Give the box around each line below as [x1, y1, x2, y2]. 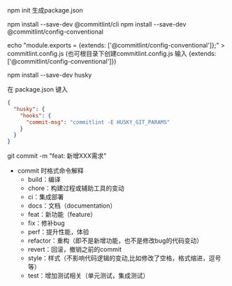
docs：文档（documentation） [27, 201, 117, 210]
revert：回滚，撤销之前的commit [27, 245, 122, 254]
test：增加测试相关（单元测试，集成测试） [27, 271, 150, 280]
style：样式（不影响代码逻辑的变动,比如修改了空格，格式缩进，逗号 [27, 254, 222, 262]
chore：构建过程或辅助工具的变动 [27, 184, 124, 192]
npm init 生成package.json [7, 6, 83, 14]
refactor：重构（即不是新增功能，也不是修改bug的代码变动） [27, 236, 203, 245]
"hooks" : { [20, 112, 52, 119]
